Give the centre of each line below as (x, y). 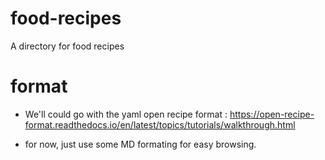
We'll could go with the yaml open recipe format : (126, 114)
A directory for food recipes (67, 46)
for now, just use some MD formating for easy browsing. (140, 144)
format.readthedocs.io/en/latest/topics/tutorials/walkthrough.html (160, 124)
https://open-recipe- (272, 114)
